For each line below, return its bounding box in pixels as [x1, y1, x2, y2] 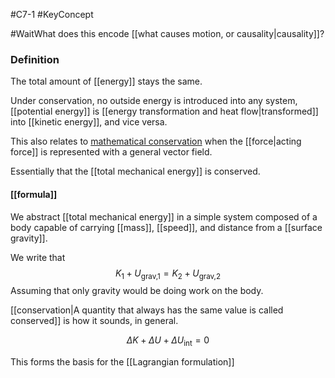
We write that [10, 251, 66, 263]
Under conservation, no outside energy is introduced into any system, [10, 95, 298, 107]
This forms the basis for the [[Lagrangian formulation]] [10, 356, 235, 368]
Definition [10, 52, 60, 66]
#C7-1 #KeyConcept [10, 9, 94, 20]
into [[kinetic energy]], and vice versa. [10, 116, 168, 128]
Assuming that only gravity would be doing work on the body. [10, 285, 264, 297]
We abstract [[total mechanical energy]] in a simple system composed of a [10, 210, 318, 223]
